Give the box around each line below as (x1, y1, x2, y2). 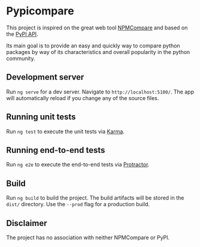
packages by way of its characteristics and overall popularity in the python (6, 48, 190, 55)
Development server (6, 72, 84, 82)
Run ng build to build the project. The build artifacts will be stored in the (6, 194, 184, 201)
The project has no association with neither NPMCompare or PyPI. (6, 234, 170, 241)
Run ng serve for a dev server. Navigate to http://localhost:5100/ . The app (6, 88, 195, 95)
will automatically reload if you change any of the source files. (6, 94, 159, 101)
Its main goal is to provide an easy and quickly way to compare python (6, 42, 181, 49)
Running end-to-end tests (6, 145, 105, 155)
